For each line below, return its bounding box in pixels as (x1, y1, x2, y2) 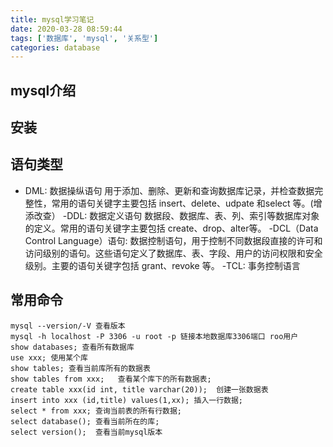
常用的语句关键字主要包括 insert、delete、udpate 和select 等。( (51, 197, 314, 209)
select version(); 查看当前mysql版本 (10, 427, 163, 437)
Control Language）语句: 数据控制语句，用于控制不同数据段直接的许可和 (24, 234, 323, 246)
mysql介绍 (10, 82, 77, 99)
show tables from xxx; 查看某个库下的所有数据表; (10, 374, 212, 384)
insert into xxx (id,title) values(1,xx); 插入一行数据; (10, 395, 244, 405)
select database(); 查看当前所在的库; (10, 416, 160, 426)
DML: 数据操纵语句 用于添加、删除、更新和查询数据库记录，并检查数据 (24, 184, 315, 196)
